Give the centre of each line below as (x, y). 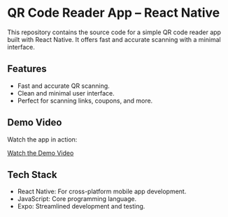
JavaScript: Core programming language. (77, 199)
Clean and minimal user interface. (66, 93)
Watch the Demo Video (41, 153)
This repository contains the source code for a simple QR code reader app (114, 32)
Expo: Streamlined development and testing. (81, 207)
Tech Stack (32, 175)
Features (27, 69)
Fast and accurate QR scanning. (63, 86)
